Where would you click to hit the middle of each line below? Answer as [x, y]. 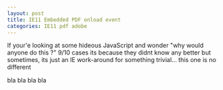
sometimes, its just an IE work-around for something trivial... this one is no [112, 60]
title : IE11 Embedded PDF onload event [64, 20]
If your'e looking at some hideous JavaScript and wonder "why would [105, 46]
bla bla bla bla [27, 80]
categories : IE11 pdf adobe [47, 26]
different [19, 67]
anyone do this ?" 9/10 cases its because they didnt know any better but [109, 52]
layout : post [26, 13]
